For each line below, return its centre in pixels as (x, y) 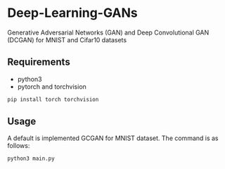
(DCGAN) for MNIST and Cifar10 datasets (67, 39)
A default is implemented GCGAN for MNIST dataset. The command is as (113, 138)
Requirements (39, 62)
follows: (19, 146)
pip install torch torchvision (53, 99)
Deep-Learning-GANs (73, 13)
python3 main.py (31, 159)
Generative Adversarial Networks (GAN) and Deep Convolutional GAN (108, 32)
